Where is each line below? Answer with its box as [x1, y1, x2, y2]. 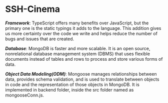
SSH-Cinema [5, 3, 60, 15]
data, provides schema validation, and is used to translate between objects [5, 76, 159, 82]
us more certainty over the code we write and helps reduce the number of [5, 30, 157, 36]
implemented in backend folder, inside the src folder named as [5, 87, 134, 93]
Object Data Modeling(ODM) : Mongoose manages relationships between [5, 71, 157, 77]
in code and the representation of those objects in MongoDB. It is [5, 81, 140, 88]
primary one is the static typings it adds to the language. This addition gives [5, 25, 161, 31]
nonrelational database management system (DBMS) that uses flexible [5, 51, 150, 57]
